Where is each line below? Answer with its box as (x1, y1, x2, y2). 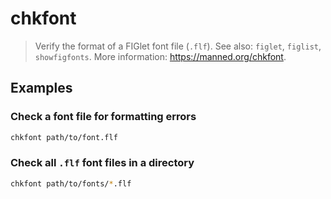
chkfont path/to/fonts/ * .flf (10, 178, 132, 189)
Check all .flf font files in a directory (10, 156, 195, 170)
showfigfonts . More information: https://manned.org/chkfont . (34, 50, 287, 62)
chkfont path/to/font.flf (10, 132, 118, 142)
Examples (10, 80, 73, 97)
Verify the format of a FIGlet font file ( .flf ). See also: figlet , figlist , (34, 40, 322, 52)
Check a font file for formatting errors (10, 110, 197, 124)
